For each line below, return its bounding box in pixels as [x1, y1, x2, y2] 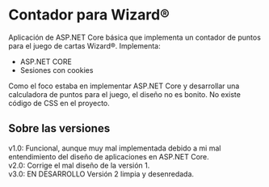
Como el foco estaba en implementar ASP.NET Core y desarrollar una [8, 81, 240, 91]
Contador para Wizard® [8, 6, 170, 24]
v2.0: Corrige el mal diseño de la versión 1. [8, 160, 150, 170]
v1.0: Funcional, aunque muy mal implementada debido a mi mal [8, 143, 221, 153]
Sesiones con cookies [19, 65, 94, 74]
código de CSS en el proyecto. [8, 98, 111, 108]
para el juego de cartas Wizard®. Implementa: [8, 40, 161, 50]
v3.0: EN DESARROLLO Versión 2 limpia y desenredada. [8, 168, 195, 179]
